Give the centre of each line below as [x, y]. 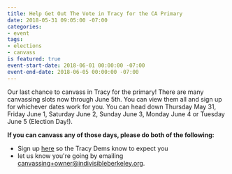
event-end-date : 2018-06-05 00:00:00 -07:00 [73, 72]
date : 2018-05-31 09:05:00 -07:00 [58, 20]
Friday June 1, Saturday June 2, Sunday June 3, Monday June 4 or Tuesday [116, 114]
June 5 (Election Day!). [40, 121]
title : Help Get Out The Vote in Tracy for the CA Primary [95, 14]
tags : [15, 40]
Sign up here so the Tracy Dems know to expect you [93, 148]
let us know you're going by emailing [70, 156]
